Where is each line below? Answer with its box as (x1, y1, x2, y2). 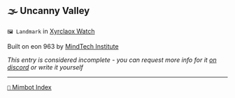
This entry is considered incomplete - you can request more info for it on (7, 56, 217, 64)
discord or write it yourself (7, 63, 84, 71)
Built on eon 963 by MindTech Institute (7, 42, 119, 50)
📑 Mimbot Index (7, 83, 52, 91)
